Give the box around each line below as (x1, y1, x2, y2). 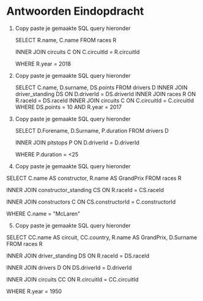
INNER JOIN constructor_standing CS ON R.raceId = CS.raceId (6, 186, 164, 193)
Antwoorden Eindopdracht (6, 4, 144, 18)
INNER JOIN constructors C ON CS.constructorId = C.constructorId (6, 198, 176, 206)
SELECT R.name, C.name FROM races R (15, 36, 117, 43)
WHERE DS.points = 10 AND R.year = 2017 (15, 103, 122, 111)
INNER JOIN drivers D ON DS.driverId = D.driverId (6, 264, 132, 271)
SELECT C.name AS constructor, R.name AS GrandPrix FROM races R (6, 174, 182, 182)
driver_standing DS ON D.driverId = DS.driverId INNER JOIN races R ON (15, 90, 196, 97)
